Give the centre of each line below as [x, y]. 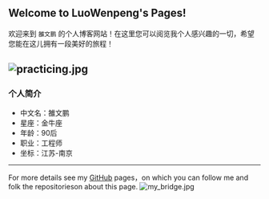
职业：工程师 [41, 143]
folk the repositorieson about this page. [73, 186]
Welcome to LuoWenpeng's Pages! [97, 13]
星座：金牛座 [41, 123]
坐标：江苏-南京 [46, 152]
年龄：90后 [38, 132]
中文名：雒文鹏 [44, 112]
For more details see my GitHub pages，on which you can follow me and [128, 177]
